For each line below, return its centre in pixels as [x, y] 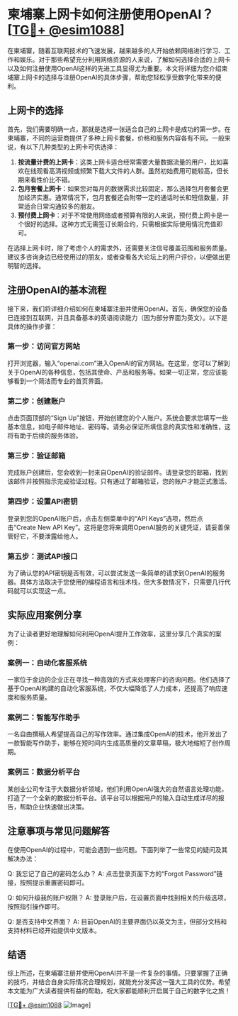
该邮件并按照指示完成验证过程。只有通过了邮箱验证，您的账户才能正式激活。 [119, 481]
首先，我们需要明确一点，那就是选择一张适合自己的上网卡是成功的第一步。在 [119, 129]
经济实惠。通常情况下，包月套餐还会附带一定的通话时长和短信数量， [123, 197]
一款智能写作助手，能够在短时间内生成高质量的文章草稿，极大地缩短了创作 [116, 743]
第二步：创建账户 [36, 401]
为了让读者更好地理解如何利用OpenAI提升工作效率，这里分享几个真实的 [112, 634]
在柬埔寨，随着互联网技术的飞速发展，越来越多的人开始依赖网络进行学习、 [116, 50]
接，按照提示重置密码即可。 [48, 882]
